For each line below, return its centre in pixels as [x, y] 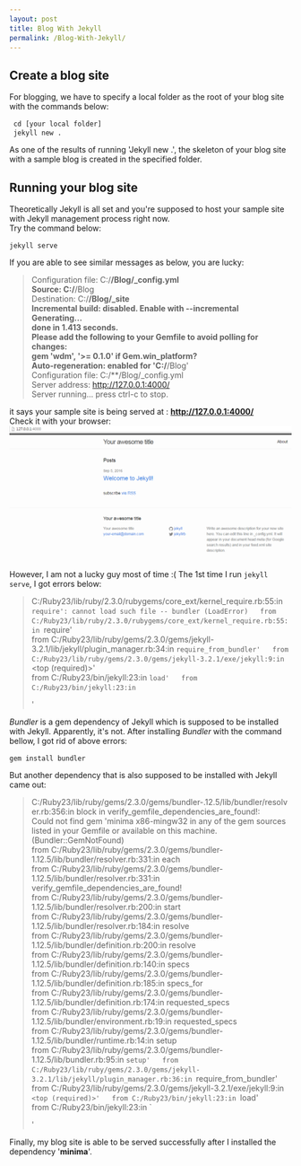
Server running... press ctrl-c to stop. [99, 394]
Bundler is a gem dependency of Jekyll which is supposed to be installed [144, 722]
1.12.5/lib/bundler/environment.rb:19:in [101, 1021]
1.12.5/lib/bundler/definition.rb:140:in [98, 964]
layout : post [34, 19]
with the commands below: [59, 107]
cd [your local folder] [57, 124]
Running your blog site [74, 187]
